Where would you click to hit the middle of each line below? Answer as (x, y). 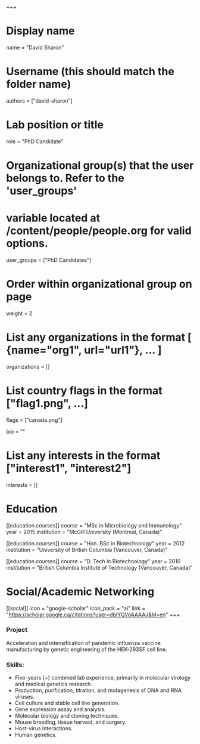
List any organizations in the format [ (99, 337)
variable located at (53, 218)
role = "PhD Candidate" (35, 141)
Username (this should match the (90, 72)
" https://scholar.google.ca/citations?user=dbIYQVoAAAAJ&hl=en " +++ (93, 615)
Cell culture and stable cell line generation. (67, 703)
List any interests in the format (83, 456)
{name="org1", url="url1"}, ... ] (84, 350)
